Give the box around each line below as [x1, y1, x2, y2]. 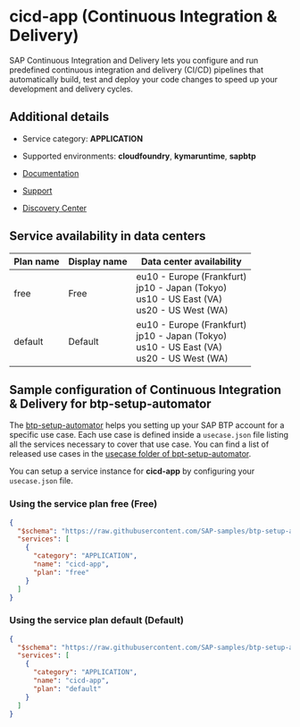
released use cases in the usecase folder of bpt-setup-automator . [9, 449, 252, 459]
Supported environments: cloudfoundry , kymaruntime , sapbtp [21, 150, 256, 161]
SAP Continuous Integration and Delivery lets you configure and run [9, 55, 259, 65]
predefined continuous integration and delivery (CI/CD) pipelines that [9, 64, 264, 75]
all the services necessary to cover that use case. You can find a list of [9, 439, 270, 449]
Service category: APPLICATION [21, 133, 144, 144]
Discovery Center [21, 202, 87, 213]
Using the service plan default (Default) [9, 614, 185, 627]
